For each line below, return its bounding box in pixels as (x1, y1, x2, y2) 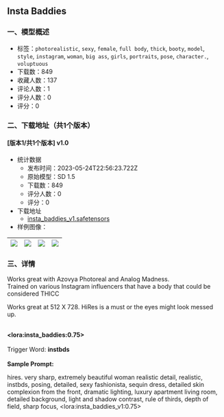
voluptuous (16, 60, 49, 67)
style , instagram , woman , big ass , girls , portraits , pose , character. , (16, 51, 209, 60)
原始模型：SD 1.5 (27, 172, 75, 180)
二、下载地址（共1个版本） (7, 120, 95, 130)
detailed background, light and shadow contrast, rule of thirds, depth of (7, 395, 209, 403)
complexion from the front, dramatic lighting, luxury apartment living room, (7, 388, 218, 396)
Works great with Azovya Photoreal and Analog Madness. (7, 275, 170, 283)
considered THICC (7, 289, 60, 298)
